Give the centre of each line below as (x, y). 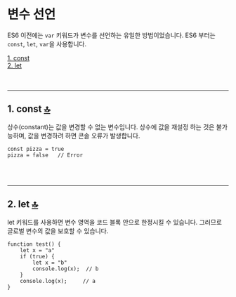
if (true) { (37, 256)
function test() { (34, 244)
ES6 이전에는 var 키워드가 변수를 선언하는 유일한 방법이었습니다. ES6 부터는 (111, 35)
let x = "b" (50, 263)
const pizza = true (36, 149)
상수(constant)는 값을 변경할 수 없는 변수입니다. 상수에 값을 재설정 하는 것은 (111, 126)
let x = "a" (37, 250)
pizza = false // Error (45, 155)
